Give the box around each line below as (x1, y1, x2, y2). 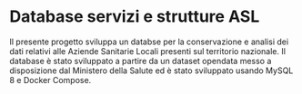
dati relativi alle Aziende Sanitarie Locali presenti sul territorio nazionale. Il (9, 45, 287, 56)
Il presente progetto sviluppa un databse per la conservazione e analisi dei (9, 36, 289, 47)
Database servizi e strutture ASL (9, 6, 260, 27)
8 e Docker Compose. (9, 74, 92, 85)
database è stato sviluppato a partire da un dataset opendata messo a (9, 55, 272, 66)
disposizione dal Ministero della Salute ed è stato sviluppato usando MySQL (9, 65, 294, 76)
